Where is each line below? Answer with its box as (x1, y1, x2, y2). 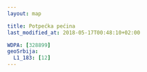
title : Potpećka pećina (7, 22, 76, 30)
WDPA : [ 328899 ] (7, 42, 51, 48)
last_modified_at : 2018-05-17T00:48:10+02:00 (7, 29, 140, 36)
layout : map (7, 10, 41, 17)
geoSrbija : (7, 48, 39, 55)
